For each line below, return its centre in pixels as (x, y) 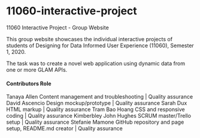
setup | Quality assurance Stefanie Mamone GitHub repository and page (95, 122)
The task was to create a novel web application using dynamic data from (96, 63)
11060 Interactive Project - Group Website (57, 27)
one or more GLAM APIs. (37, 69)
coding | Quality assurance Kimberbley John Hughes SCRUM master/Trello (99, 116)
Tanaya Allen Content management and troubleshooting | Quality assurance (100, 97)
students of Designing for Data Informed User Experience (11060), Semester (100, 45)
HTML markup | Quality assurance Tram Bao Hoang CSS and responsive (96, 109)
